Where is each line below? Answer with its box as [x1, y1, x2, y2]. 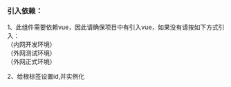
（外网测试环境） [7, 49, 56, 57]
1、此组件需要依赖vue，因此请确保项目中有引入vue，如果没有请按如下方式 [7, 23, 219, 32]
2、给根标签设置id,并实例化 [7, 72, 85, 81]
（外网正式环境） [7, 57, 56, 66]
